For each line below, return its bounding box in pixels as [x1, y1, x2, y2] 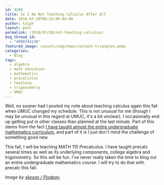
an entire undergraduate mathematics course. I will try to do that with [5, 159, 144, 165]
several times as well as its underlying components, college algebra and [5, 149, 150, 155]
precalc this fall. [5, 165, 38, 171]
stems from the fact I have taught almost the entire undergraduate [5, 124, 138, 130]
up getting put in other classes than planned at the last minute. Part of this [5, 119, 155, 124]
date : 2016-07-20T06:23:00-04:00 [5, 16, 73, 21]
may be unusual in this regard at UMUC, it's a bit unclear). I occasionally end [5, 114, 160, 120]
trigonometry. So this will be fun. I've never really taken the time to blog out [5, 154, 157, 160]
